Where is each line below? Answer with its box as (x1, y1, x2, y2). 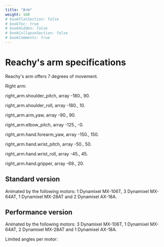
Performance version (5, 208, 73, 216)
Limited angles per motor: (5, 236, 58, 242)
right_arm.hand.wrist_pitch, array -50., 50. (5, 141, 92, 147)
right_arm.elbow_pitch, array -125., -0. (5, 121, 84, 127)
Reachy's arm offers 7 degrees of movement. (5, 73, 98, 79)
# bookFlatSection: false (5, 16, 59, 21)
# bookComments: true (5, 35, 50, 40)
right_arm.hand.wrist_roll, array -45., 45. (5, 150, 88, 156)
